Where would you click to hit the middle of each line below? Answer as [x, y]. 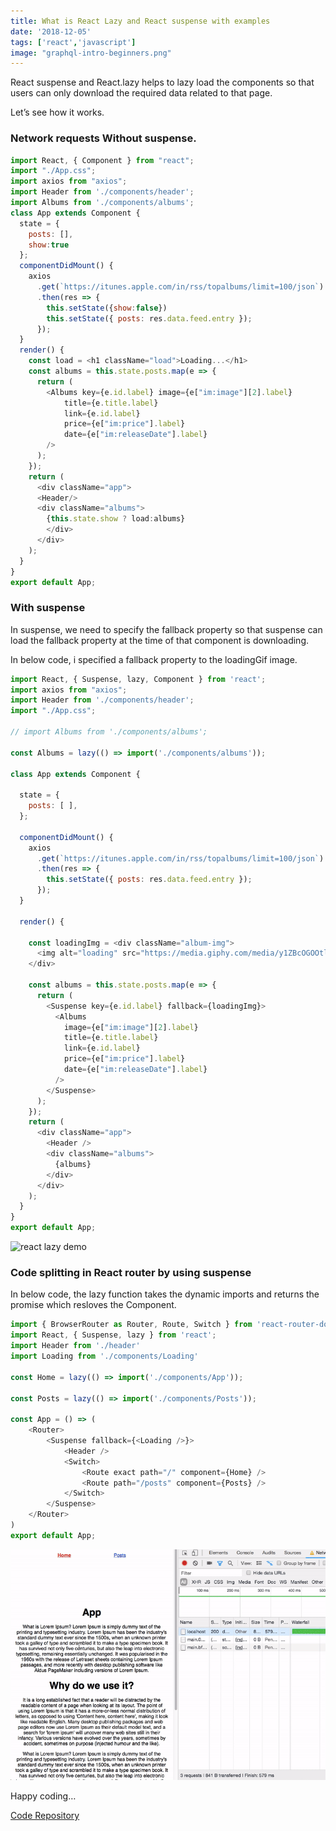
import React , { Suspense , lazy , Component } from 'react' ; [138, 679]
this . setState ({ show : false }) [107, 308]
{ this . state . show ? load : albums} [116, 519]
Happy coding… [43, 1796]
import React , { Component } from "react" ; [102, 160]
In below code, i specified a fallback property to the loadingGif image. [154, 659]
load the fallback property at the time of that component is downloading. [159, 640]
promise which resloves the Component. [93, 1305]
